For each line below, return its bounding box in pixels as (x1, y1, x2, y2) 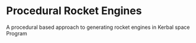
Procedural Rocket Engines (6, 4, 142, 18)
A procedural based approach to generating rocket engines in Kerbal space (6, 24, 190, 31)
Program (6, 29, 28, 37)
